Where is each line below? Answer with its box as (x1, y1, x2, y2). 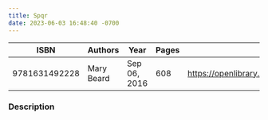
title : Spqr (8, 11, 48, 20)
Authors (87, 45, 120, 56)
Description (8, 101, 55, 112)
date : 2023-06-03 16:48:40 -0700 (8, 19, 120, 27)
